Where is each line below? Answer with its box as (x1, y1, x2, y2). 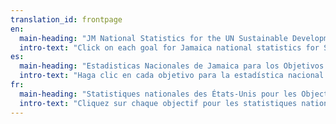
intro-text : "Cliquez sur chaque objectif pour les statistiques (19, 98, 298, 108)
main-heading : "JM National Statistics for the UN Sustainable (19, 33, 288, 43)
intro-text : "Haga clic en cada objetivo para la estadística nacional (19, 71, 325, 81)
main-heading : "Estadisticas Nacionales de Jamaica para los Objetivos (19, 61, 325, 71)
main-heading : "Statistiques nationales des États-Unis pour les (19, 89, 298, 99)
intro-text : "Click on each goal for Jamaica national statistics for (19, 42, 320, 53)
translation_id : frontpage (10, 14, 123, 25)
